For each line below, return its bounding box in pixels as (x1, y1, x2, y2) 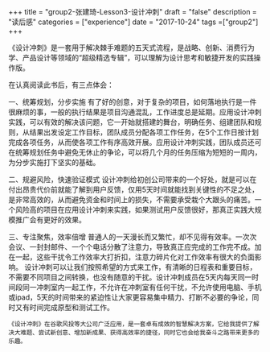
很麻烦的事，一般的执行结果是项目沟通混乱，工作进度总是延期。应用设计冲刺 (8, 107, 262, 117)
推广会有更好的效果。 (14, 215, 86, 224)
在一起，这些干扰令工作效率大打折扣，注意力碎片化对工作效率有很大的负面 (8, 252, 255, 262)
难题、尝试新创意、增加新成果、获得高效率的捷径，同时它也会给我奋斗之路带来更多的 (19, 329, 260, 337)
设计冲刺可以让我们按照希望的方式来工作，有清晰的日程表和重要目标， (23, 263, 257, 271)
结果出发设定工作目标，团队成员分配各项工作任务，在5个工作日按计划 (29, 127, 260, 137)
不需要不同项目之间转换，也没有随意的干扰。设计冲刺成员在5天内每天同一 (8, 272, 252, 282)
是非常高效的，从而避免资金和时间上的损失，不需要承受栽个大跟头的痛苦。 (8, 195, 255, 204)
